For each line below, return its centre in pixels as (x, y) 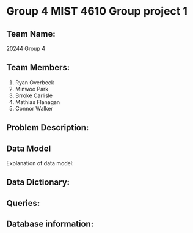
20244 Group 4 (26, 48)
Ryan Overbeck (35, 82)
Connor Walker (34, 108)
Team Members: (38, 68)
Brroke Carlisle (34, 95)
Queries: (23, 203)
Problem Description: (48, 128)
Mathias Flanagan (38, 102)
